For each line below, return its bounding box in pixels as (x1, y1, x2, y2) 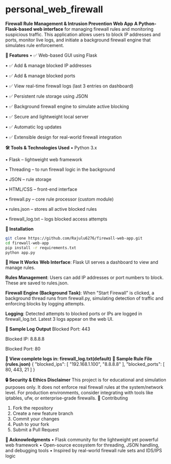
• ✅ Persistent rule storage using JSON (5, 93, 88, 99)
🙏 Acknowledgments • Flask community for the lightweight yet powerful (5, 436, 158, 443)
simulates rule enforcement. (5, 42, 64, 48)
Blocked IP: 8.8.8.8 (5, 336, 45, 342)
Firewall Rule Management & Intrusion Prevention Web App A (5, 20, 138, 27)
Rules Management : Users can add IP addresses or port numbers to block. (5, 275, 164, 281)
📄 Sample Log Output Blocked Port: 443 (5, 326, 90, 332)
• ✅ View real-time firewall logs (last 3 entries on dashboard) (5, 83, 134, 89)
